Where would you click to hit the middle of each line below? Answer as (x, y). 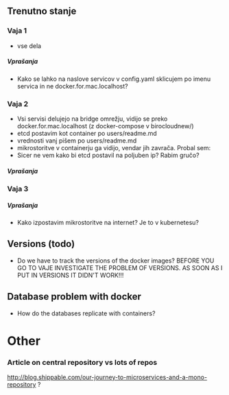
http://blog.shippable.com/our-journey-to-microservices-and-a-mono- (107, 377)
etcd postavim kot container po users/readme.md (87, 133)
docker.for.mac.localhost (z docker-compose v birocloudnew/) (105, 125)
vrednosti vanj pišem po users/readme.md (77, 141)
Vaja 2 (18, 104)
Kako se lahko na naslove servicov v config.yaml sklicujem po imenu (114, 79)
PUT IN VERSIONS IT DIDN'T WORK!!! (70, 275)
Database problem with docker (74, 297)
